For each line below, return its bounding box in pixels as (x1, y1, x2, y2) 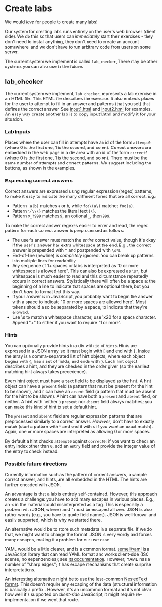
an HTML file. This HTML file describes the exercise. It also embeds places (5, 96, 155, 101)
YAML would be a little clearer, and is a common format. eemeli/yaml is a (5, 546, 150, 552)
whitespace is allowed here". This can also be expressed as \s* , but (12, 268, 147, 274)
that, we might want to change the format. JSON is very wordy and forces (5, 531, 152, 537)
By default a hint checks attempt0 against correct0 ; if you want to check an (5, 438, 155, 444)
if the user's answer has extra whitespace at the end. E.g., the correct (12, 242, 151, 248)
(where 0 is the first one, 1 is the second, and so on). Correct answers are (5, 145, 151, 150)
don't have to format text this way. (12, 289, 81, 295)
